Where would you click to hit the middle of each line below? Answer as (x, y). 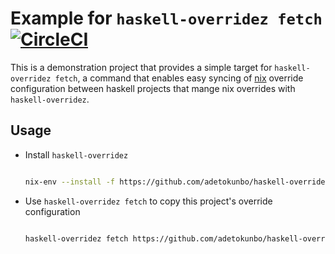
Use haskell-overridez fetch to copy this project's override (148, 201)
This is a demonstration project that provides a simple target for (141, 67)
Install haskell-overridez (76, 154)
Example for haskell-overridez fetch (166, 18)
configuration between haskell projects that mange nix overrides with (153, 88)
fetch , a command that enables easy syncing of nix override (179, 78)
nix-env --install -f (70, 182)
